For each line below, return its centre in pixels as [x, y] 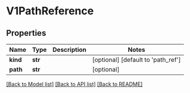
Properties [26, 33]
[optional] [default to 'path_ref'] [136, 60]
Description [69, 50]
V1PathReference [50, 11]
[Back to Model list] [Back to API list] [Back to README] [74, 84]
